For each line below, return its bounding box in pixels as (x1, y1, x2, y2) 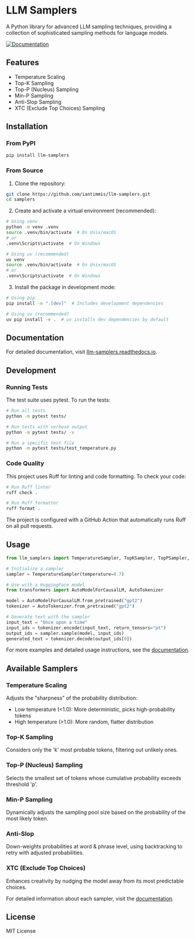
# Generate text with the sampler (6, 614, 91, 620)
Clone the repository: (14, 180, 66, 187)
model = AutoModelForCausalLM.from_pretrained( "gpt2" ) (6, 598, 143, 604)
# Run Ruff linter (6, 484, 51, 490)
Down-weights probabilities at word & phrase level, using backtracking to (6, 843, 183, 850)
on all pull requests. (6, 523, 54, 530)
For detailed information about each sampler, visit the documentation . (6, 895, 174, 902)
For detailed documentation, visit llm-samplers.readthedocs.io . (6, 348, 158, 356)
